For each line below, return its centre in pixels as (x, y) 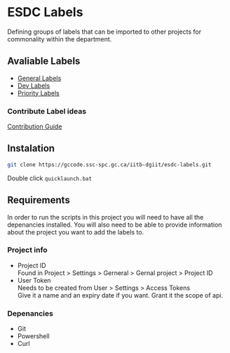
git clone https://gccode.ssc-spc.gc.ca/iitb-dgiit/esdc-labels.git (109, 165)
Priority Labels (38, 93)
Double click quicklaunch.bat (50, 178)
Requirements (39, 200)
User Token (34, 280)
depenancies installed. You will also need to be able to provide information (115, 225)
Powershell (34, 336)
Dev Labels (34, 86)
